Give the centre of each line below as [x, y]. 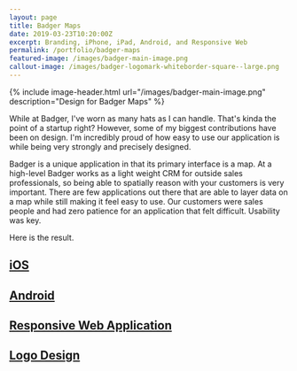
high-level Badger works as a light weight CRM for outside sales [126, 173]
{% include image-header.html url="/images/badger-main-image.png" [137, 92]
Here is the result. [42, 237]
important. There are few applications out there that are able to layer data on [148, 192]
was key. [25, 220]
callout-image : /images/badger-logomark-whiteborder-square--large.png [144, 67]
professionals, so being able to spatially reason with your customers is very [147, 182]
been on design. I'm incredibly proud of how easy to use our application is [145, 137]
